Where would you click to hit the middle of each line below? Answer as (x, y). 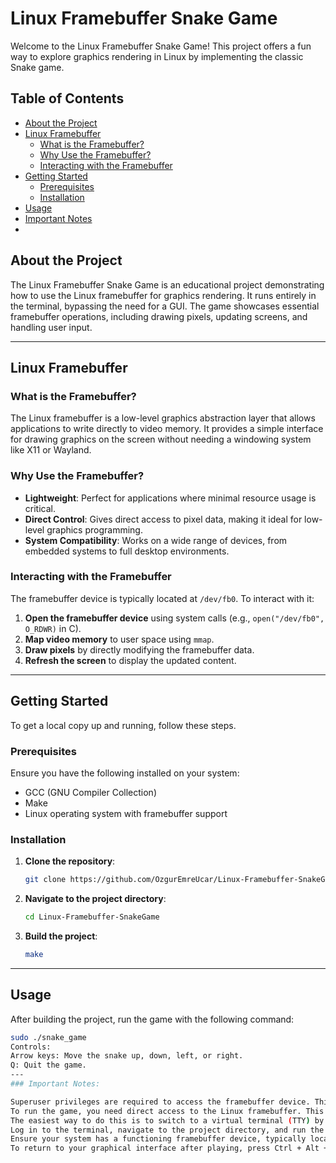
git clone (45, 880)
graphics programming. (94, 529)
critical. (40, 508)
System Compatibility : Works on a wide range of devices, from (156, 540)
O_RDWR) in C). (53, 628)
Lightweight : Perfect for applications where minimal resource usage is (170, 498)
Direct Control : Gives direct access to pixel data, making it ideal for (163, 519)
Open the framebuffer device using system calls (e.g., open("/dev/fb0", (174, 618)
